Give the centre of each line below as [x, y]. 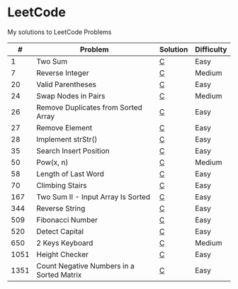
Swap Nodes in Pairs [71, 96]
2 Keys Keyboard [65, 243]
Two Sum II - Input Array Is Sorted [93, 197]
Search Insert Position [73, 151]
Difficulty [211, 49]
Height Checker [62, 254]
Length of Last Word [70, 174]
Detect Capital [60, 231]
